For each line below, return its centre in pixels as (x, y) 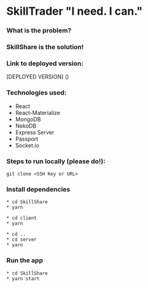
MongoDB (28, 119)
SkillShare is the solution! (45, 47)
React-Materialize (37, 112)
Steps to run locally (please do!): (56, 161)
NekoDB (26, 126)
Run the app (25, 260)
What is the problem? (39, 31)
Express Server (35, 132)
